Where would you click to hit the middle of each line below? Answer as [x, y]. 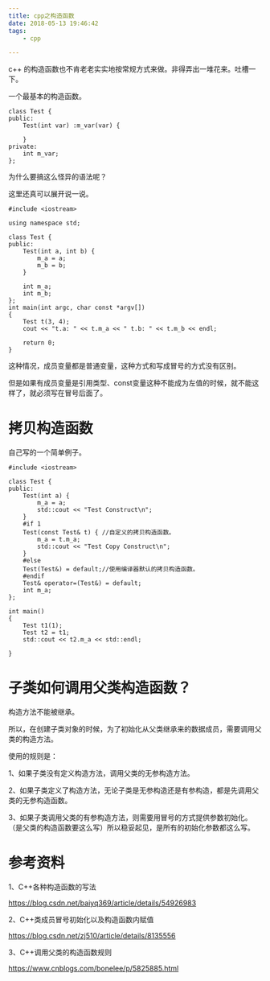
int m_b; [37, 294]
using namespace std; [45, 223]
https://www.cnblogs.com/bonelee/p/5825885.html [94, 969]
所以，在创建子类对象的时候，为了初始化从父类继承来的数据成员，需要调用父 [135, 729]
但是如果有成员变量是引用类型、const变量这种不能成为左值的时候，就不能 [130, 383]
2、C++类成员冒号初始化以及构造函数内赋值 [81, 920]
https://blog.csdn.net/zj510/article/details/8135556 [92, 936]
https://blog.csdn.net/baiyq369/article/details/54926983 [102, 903]
